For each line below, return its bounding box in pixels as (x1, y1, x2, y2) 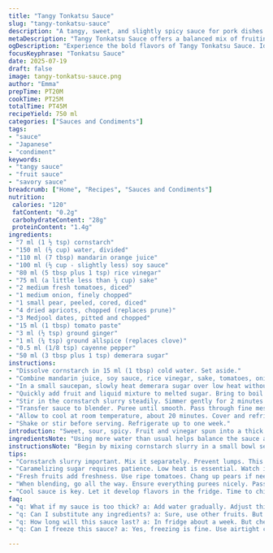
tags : (8, 125, 27, 133)
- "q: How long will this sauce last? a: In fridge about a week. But (8, 517, 253, 526)
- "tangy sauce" (8, 163, 63, 171)
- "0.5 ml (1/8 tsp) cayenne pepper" (8, 344, 136, 352)
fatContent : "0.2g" (11, 208, 79, 216)
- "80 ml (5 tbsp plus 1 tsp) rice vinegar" (8, 269, 162, 277)
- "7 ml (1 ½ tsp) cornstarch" (8, 239, 115, 247)
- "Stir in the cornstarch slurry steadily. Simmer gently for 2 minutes (8, 397, 264, 405)
